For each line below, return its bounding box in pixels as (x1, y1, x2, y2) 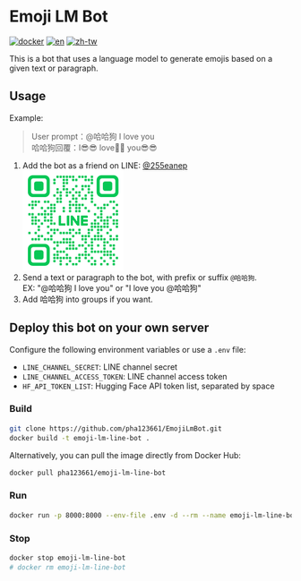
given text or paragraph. (9, 63, 99, 73)
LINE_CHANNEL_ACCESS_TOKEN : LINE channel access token (21, 371, 228, 381)
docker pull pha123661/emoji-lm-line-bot (9, 468, 167, 477)
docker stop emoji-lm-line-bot (9, 553, 126, 562)
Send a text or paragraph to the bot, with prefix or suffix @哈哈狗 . (21, 271, 257, 283)
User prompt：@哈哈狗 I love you (30, 131, 155, 141)
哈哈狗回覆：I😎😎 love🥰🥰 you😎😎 (30, 141, 158, 153)
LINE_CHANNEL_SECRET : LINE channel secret (21, 361, 177, 372)
